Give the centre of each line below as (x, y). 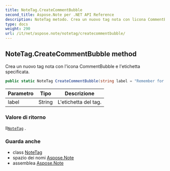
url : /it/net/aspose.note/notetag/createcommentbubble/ (65, 33)
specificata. (17, 72)
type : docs (17, 24)
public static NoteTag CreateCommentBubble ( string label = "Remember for (85, 81)
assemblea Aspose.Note (38, 163)
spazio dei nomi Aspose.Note (43, 158)
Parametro (21, 93)
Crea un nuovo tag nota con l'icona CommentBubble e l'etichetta (73, 66)
